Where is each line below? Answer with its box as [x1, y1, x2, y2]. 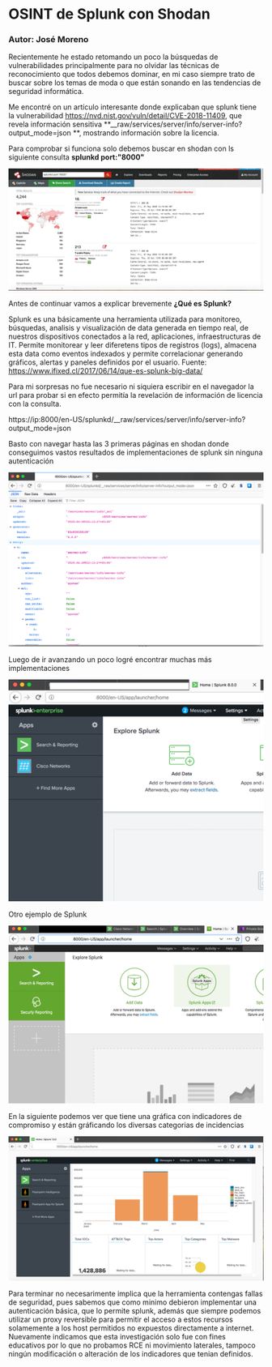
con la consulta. [8, 399, 62, 409]
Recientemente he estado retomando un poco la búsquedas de [8, 52, 219, 62]
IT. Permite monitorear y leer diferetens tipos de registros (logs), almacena [8, 340, 257, 350]
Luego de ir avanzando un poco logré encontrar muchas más [8, 655, 212, 664]
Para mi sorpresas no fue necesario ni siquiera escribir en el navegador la [8, 382, 255, 391]
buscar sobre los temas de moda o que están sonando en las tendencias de [8, 78, 261, 88]
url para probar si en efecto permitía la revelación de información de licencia [8, 391, 263, 400]
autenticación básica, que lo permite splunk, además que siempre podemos [8, 1305, 261, 1315]
